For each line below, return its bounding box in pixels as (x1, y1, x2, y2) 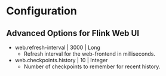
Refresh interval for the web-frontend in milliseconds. (23, 50, 155, 57)
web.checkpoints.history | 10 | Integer (14, 57, 108, 63)
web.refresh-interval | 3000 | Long (14, 44, 100, 51)
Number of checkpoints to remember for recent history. (23, 63, 161, 70)
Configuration (6, 4, 78, 18)
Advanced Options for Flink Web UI (6, 28, 139, 38)
